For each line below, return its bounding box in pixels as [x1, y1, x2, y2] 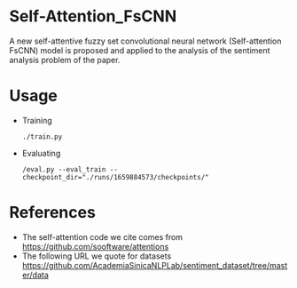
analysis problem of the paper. [9, 54, 121, 65]
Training [21, 115, 53, 125]
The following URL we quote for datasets [21, 251, 172, 261]
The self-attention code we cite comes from [21, 231, 184, 242]
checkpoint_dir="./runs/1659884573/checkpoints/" [21, 172, 210, 181]
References [9, 203, 96, 223]
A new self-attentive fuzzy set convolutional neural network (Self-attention [9, 36, 282, 46]
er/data [21, 269, 49, 280]
